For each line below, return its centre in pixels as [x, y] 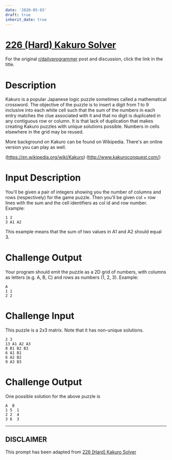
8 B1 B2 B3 [17, 348]
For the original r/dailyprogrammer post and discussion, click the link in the [84, 59]
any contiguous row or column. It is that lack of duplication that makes [79, 121]
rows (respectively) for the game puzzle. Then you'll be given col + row [81, 198]
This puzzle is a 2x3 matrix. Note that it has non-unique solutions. [75, 330]
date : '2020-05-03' [26, 10]
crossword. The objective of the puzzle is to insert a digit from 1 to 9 [77, 105]
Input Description [43, 178]
